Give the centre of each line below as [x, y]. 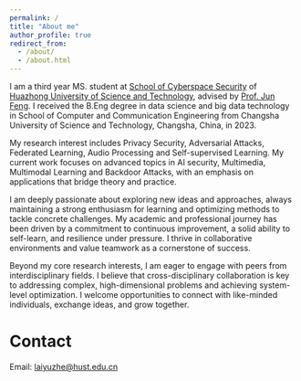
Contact [41, 341]
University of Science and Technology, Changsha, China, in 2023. [133, 125]
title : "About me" [44, 26]
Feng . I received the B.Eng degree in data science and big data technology [150, 106]
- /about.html [44, 60]
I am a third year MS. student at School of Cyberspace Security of [133, 86]
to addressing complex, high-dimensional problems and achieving [134, 285]
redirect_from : [38, 43]
